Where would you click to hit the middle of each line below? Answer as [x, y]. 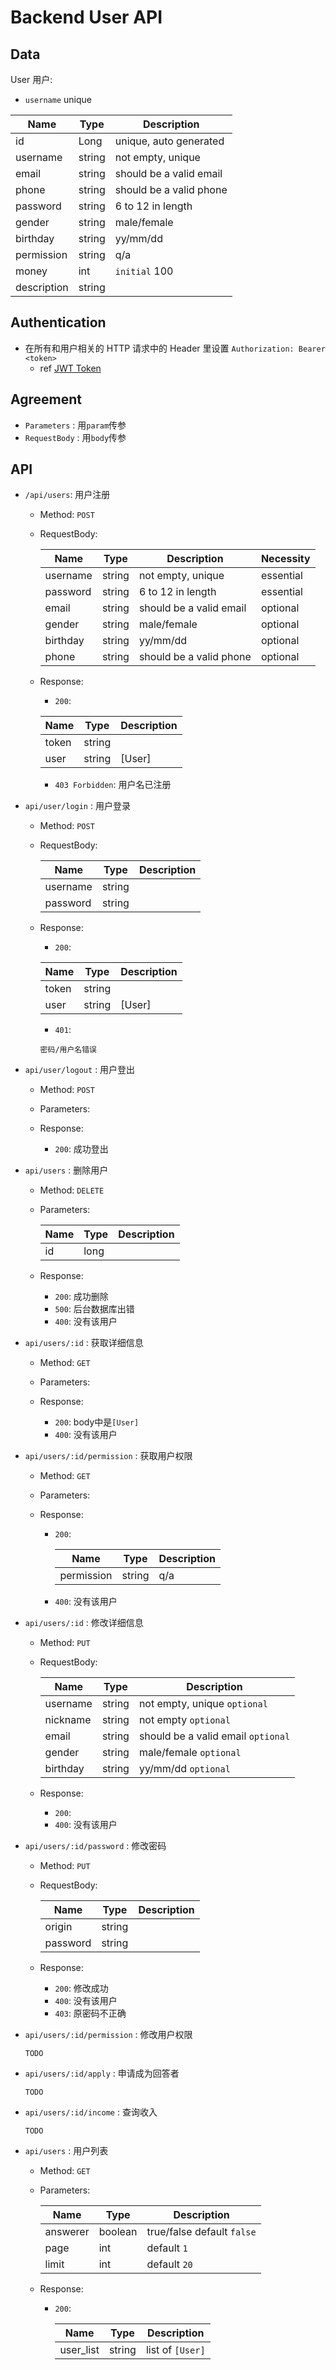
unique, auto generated [169, 141]
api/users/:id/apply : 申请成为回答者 [102, 2073]
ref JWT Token [70, 368]
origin [58, 1927]
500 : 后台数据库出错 [94, 1309]
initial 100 [144, 271]
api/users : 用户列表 [66, 2151]
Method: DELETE [72, 1190]
